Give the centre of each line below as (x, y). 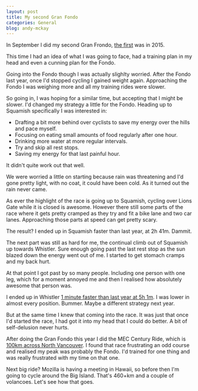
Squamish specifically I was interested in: (57, 111)
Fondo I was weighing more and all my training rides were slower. (86, 87)
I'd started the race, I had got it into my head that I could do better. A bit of (97, 321)
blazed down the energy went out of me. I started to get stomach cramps (95, 255)
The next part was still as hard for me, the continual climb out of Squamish (97, 243)
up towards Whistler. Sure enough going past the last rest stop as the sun (96, 249)
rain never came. (27, 190)
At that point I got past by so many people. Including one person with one (96, 273)
